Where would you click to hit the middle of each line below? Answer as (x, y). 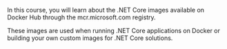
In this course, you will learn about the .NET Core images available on (106, 10)
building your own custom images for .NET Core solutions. (90, 38)
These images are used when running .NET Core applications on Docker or (114, 31)
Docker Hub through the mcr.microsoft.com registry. (82, 17)
